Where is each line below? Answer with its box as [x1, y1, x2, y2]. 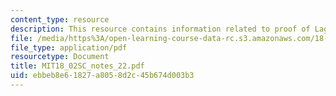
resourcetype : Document [10, 52, 110, 62]
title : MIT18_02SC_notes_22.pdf [10, 61, 145, 71]
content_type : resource [10, 14, 110, 25]
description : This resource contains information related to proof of [10, 24, 311, 34]
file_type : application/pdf [10, 42, 128, 53]
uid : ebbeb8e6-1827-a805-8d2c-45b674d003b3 [10, 71, 195, 81]
